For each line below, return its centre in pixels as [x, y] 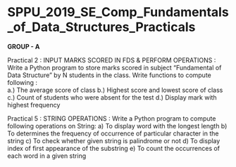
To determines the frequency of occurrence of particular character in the [113, 133]
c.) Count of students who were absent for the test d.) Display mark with [112, 97]
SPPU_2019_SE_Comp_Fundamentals [118, 12]
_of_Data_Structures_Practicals [101, 27]
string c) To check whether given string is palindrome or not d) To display [114, 140]
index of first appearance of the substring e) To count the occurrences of [114, 148]
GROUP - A [24, 46]
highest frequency [34, 105]
